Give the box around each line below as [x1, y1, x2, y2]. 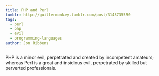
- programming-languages [10, 36, 62, 41]
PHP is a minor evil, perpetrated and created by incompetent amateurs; [5, 54, 154, 60]
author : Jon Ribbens [5, 41, 49, 46]
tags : [5, 17, 17, 22]
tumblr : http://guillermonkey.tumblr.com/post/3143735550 [5, 12, 131, 17]
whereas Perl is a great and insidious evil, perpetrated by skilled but [5, 59, 147, 66]
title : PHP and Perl [5, 7, 49, 13]
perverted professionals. [5, 65, 57, 71]
